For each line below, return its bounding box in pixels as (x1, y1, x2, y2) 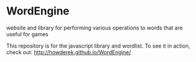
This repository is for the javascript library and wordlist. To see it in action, (6, 42, 191, 49)
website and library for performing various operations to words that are (6, 24, 183, 31)
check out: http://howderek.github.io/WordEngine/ (6, 48, 131, 55)
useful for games (6, 30, 49, 37)
